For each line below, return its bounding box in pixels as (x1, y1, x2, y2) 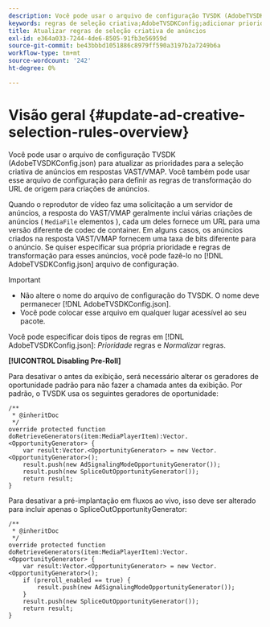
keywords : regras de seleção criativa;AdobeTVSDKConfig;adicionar (8, 19, 235, 27)
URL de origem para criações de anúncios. (8, 184, 150, 193)
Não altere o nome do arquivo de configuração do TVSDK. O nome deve (19, 291, 260, 300)
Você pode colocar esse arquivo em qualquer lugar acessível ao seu (19, 307, 247, 317)
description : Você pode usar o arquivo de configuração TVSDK (8, 11, 221, 20)
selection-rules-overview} (8, 122, 190, 141)
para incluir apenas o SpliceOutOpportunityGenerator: (8, 504, 187, 514)
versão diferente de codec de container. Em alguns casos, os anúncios (8, 225, 243, 234)
